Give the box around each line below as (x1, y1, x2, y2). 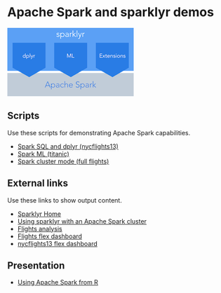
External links (7, 177, 69, 189)
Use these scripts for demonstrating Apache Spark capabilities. (7, 128, 191, 137)
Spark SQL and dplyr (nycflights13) (17, 142, 119, 151)
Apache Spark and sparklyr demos (7, 4, 214, 20)
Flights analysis (17, 224, 62, 233)
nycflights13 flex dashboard (17, 239, 98, 247)
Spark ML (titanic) (17, 149, 70, 158)
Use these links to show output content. (7, 196, 123, 204)
